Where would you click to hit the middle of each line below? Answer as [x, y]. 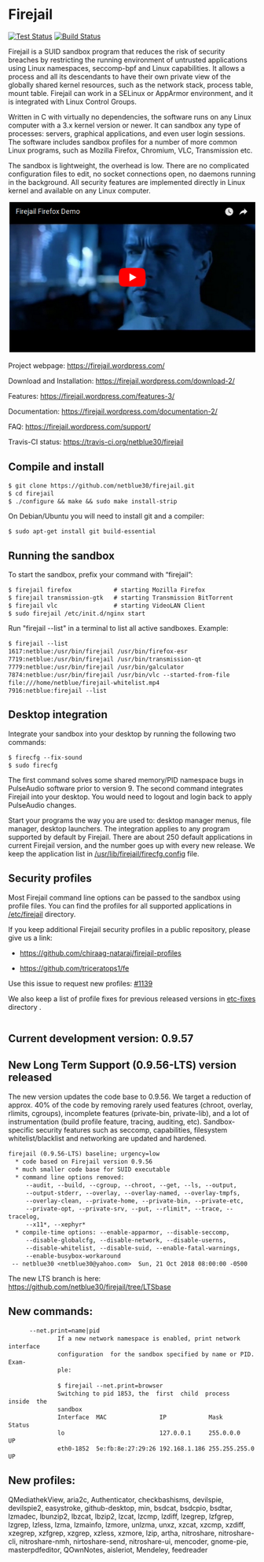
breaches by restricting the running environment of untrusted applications [128, 60]
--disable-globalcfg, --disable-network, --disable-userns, [126, 1240]
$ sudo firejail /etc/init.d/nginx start [77, 614]
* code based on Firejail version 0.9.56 [84, 1162]
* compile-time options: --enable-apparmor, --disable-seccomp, [123, 1232]
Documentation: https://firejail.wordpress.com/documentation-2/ [113, 411]
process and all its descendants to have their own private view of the [119, 76]
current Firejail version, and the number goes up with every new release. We [132, 845]
